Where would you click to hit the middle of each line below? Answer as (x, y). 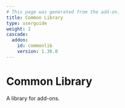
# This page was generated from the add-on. (63, 12)
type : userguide (27, 23)
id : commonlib (35, 46)
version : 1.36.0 (38, 52)
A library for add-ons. (33, 98)
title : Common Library (35, 18)
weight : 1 (19, 29)
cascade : (17, 35)
